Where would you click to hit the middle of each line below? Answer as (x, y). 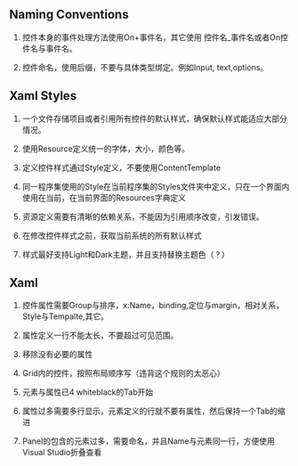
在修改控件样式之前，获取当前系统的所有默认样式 (112, 235)
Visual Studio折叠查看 (62, 453)
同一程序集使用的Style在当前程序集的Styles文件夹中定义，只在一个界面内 (156, 186)
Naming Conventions (69, 15)
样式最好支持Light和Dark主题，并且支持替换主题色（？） (125, 254)
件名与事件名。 (49, 48)
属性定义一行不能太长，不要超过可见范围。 (100, 335)
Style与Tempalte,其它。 (65, 316)
